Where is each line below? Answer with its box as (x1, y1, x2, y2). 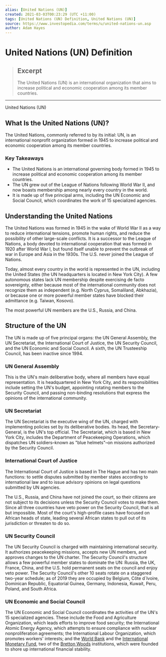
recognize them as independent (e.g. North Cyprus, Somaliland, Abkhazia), (5, 287, 158, 293)
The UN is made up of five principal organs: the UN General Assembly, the (5, 334, 157, 340)
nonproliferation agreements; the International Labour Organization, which (5, 630, 156, 636)
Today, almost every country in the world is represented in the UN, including (5, 266, 161, 272)
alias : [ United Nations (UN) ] (5, 7, 68, 12)
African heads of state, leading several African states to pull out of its (5, 515, 146, 521)
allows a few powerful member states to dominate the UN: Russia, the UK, (5, 560, 156, 565)
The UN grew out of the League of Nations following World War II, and (12, 182, 155, 188)
